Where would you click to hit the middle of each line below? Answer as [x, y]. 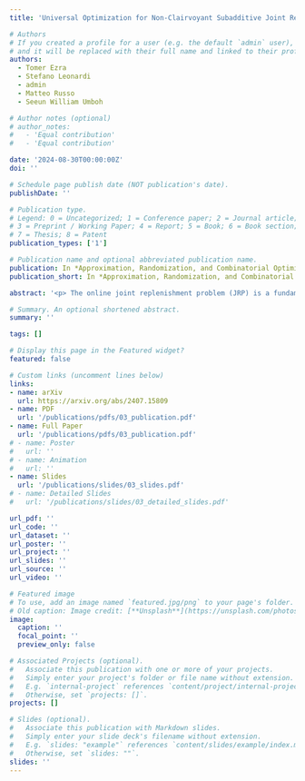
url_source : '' [38, 569]
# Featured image [42, 594]
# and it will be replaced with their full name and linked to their [144, 51]
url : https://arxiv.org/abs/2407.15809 [93, 400]
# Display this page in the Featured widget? [97, 351]
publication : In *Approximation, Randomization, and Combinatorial [140, 268]
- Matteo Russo [46, 93]
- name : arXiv [36, 392]
